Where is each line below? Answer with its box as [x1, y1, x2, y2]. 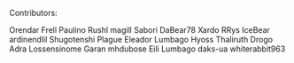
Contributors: [9, 8, 58, 18]
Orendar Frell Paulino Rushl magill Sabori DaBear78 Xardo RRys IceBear [9, 25, 270, 35]
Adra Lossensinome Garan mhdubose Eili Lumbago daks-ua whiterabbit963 [9, 43, 286, 54]
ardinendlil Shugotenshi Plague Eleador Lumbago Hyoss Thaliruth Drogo [9, 35, 273, 44]
